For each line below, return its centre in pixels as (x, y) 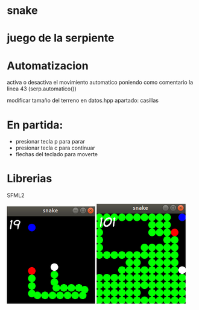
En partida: (35, 125)
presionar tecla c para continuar (55, 148)
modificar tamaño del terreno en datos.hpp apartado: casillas (83, 101)
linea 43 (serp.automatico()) (42, 89)
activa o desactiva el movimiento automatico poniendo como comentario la (100, 83)
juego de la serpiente (61, 38)
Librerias (30, 179)
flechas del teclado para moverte (57, 154)
